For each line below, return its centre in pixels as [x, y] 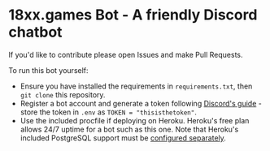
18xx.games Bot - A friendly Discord [133, 15]
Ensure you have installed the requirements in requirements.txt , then [136, 86]
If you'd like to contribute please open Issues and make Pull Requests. [126, 54]
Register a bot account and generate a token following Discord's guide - [141, 103]
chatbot [35, 32]
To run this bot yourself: [48, 70]
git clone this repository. [63, 94]
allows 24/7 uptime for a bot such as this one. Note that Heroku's [129, 129]
